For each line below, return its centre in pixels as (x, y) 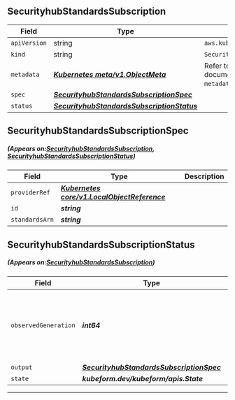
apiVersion (29, 43)
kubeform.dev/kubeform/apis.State (143, 378)
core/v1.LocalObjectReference (113, 197)
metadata (25, 74)
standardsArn (33, 220)
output (22, 367)
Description (204, 176)
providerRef (31, 193)
